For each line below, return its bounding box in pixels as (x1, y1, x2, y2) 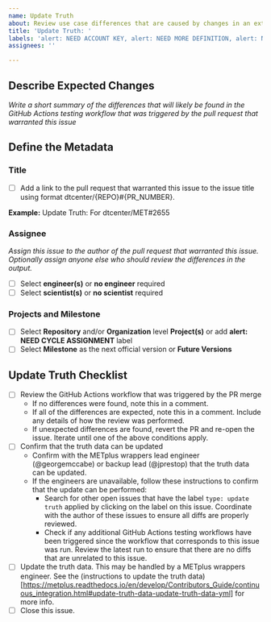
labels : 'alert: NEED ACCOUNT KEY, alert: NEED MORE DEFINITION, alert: (8, 34, 258, 43)
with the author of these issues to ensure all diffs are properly (44, 511, 249, 520)
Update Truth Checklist (8, 368, 127, 382)
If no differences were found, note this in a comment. (31, 399, 209, 408)
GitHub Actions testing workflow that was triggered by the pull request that (8, 108, 258, 118)
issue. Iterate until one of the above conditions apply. (31, 433, 209, 443)
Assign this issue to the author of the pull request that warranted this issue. (8, 246, 260, 255)
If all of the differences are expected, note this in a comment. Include (31, 408, 261, 417)
